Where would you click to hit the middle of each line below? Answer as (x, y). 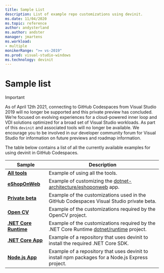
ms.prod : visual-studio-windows (38, 55)
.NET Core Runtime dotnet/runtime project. (98, 229)
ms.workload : (18, 42)
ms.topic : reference (26, 23)
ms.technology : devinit (29, 60)
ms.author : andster (25, 32)
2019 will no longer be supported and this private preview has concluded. (79, 112)
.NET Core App (25, 240)
